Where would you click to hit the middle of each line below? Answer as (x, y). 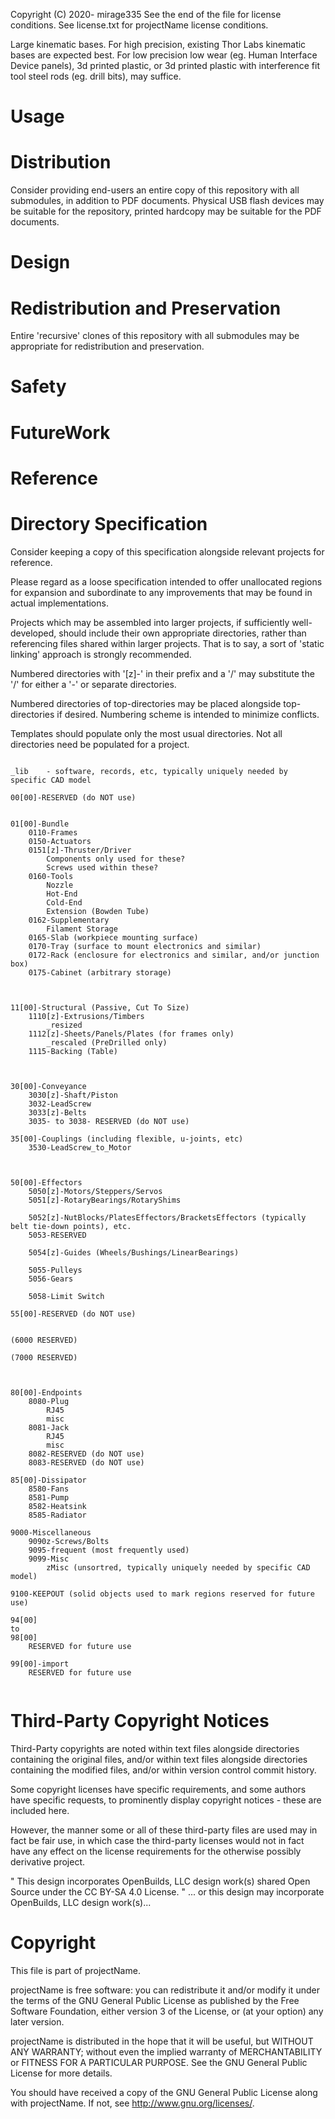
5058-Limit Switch (66, 1296)
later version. (37, 2021)
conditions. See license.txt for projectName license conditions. (139, 25)
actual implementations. (59, 603)
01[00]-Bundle (40, 824)
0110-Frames (53, 832)
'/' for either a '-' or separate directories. (93, 684)
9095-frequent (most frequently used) (109, 1550)
